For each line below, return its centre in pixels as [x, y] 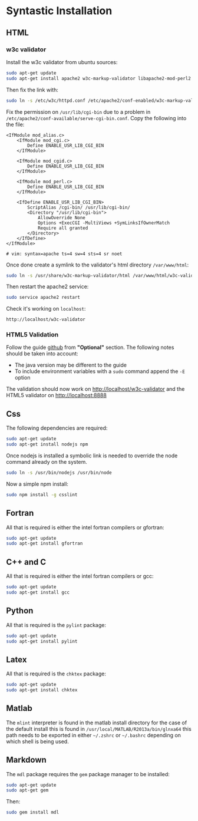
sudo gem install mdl [33, 812]
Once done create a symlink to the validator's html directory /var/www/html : [98, 265]
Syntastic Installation [59, 11]
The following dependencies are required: [57, 428]
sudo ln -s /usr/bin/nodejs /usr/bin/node [59, 473]
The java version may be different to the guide [70, 365]
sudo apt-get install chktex [42, 690]
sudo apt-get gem [27, 790]
